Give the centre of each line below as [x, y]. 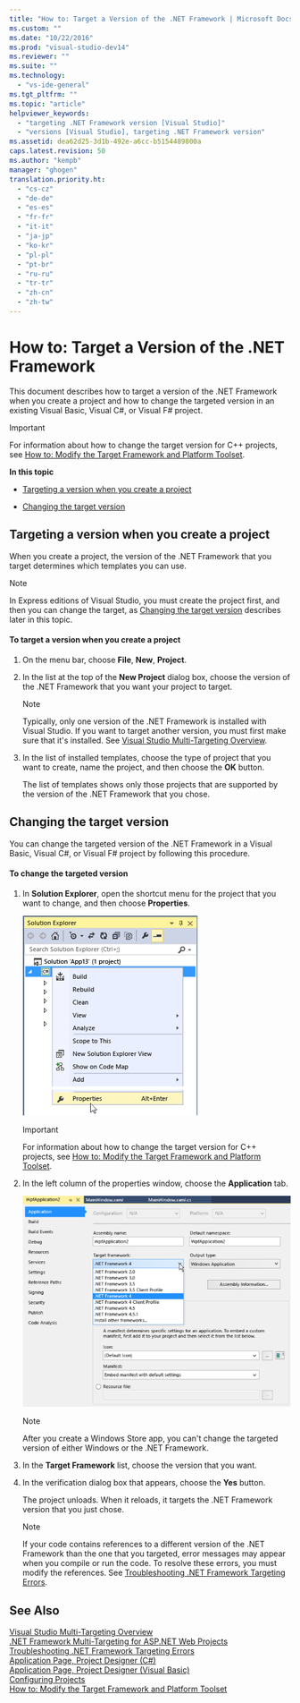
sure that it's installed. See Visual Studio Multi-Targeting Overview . [145, 740]
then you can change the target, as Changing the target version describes [145, 609]
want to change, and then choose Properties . [106, 903]
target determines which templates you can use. [98, 566]
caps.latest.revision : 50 [57, 151]
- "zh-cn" [35, 293]
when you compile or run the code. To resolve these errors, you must [149, 1563]
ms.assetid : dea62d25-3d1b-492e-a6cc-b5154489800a [105, 142]
